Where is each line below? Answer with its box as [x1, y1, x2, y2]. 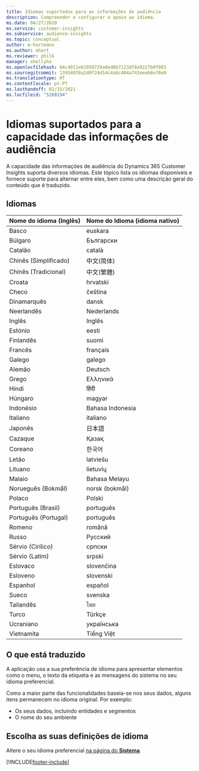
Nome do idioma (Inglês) [9, 216, 81, 225]
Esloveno [9, 571, 35, 580]
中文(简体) [86, 257, 115, 265]
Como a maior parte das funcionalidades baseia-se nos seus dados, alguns [6, 689, 192, 697]
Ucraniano [9, 620, 39, 628]
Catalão [9, 245, 31, 254]
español [86, 581, 109, 589]
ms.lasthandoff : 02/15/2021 [6, 86, 76, 92]
